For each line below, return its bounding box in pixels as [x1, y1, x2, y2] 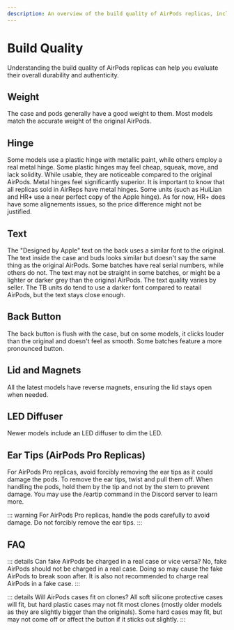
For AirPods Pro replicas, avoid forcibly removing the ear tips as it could [7, 468, 213, 477]
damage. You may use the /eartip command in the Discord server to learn [7, 490, 218, 499]
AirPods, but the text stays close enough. [7, 291, 126, 299]
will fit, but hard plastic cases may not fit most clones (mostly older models [7, 601, 222, 609]
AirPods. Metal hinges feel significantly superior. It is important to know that [7, 178, 225, 186]
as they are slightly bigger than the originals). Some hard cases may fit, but [7, 608, 223, 616]
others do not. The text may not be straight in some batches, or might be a [7, 269, 221, 276]
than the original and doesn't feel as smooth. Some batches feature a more [7, 336, 222, 345]
